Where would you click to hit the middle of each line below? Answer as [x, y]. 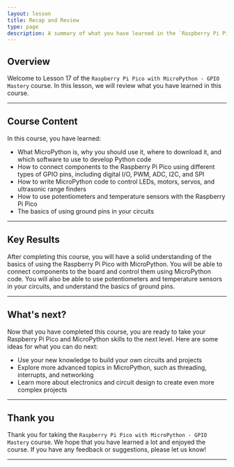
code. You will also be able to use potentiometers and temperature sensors [115, 279]
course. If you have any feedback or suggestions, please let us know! [107, 450]
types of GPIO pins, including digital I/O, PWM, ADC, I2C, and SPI [111, 174]
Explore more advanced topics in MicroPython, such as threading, [112, 367]
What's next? [37, 315]
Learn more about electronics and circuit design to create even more [116, 382]
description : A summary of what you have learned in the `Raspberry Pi [113, 33]
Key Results [34, 240]
